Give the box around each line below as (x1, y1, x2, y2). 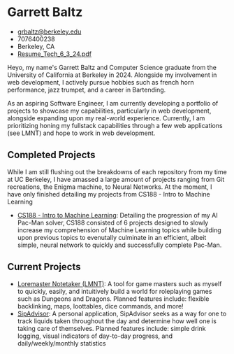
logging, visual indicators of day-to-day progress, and (17, 332, 173, 340)
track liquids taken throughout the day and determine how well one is (17, 316, 217, 325)
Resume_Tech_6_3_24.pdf (17, 50, 92, 58)
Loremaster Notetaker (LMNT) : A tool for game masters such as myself (17, 279, 222, 288)
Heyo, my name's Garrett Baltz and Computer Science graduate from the (7, 63, 217, 71)
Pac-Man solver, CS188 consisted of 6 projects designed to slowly (17, 218, 209, 227)
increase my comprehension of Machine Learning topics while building (17, 225, 221, 234)
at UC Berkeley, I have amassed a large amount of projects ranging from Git (7, 175, 225, 183)
